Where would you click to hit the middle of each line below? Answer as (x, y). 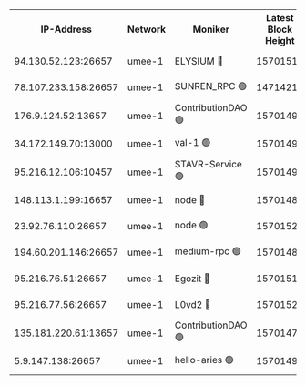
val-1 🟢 (193, 142)
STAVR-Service (209, 164)
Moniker (211, 29)
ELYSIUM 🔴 (199, 61)
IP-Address (66, 29)
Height (280, 41)
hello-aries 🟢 (204, 360)
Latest (280, 18)
